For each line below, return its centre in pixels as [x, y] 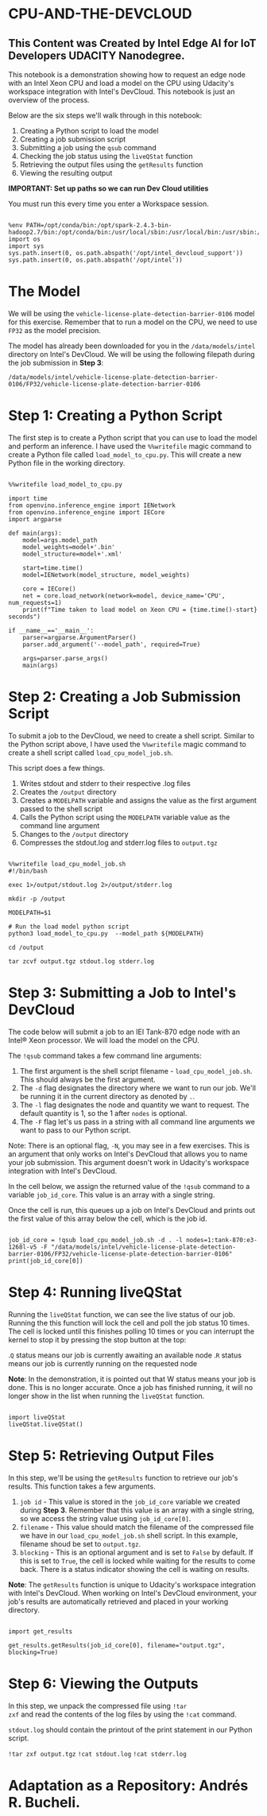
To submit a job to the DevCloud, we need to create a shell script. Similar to [132, 735]
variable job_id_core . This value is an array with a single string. [112, 1195]
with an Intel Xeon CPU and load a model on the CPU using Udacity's [121, 83]
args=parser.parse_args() [66, 658]
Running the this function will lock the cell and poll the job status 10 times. [129, 1322]
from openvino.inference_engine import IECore [87, 512]
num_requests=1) [35, 602]
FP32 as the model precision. [55, 330]
